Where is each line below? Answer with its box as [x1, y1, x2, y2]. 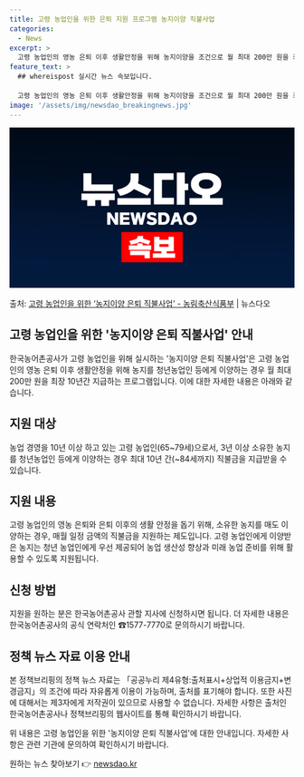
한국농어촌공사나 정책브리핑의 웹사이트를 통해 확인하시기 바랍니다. [9, 708, 242, 720]
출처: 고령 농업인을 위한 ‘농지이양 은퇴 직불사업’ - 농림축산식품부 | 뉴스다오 [9, 298, 271, 308]
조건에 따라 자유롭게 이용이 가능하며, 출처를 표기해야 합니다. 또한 [48, 685, 276, 697]
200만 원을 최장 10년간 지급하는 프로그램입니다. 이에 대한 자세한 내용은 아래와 [9, 375, 283, 386]
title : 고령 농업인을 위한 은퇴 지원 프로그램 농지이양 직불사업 [9, 15, 215, 24]
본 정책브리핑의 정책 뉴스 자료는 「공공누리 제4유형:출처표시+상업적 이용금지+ [9, 675, 285, 685]
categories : [9, 24, 54, 34]
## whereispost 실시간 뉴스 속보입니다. [17, 73, 153, 82]
